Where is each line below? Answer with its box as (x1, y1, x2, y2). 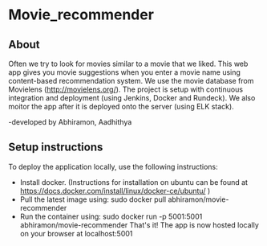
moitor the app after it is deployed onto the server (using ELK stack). (8, 102, 234, 111)
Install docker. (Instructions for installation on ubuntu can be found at (19, 177, 249, 187)
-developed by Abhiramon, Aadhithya (8, 117, 132, 126)
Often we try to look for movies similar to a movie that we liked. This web (8, 59, 249, 68)
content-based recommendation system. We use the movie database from (8, 76, 254, 85)
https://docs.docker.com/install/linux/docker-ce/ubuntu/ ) (19, 186, 211, 195)
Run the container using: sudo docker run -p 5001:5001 (19, 211, 203, 221)
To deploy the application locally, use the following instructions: (8, 162, 218, 171)
